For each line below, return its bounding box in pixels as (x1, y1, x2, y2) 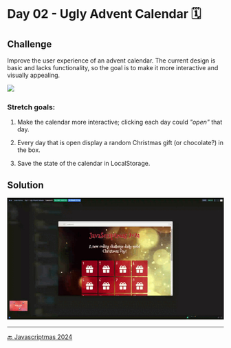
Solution (7, 179, 44, 191)
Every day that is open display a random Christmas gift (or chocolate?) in (16, 139, 223, 147)
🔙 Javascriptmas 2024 (7, 332, 73, 341)
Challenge (7, 38, 52, 50)
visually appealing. (7, 71, 60, 79)
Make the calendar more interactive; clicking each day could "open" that (16, 118, 223, 127)
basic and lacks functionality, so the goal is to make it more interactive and (7, 64, 219, 72)
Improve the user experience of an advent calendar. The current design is (7, 56, 216, 65)
